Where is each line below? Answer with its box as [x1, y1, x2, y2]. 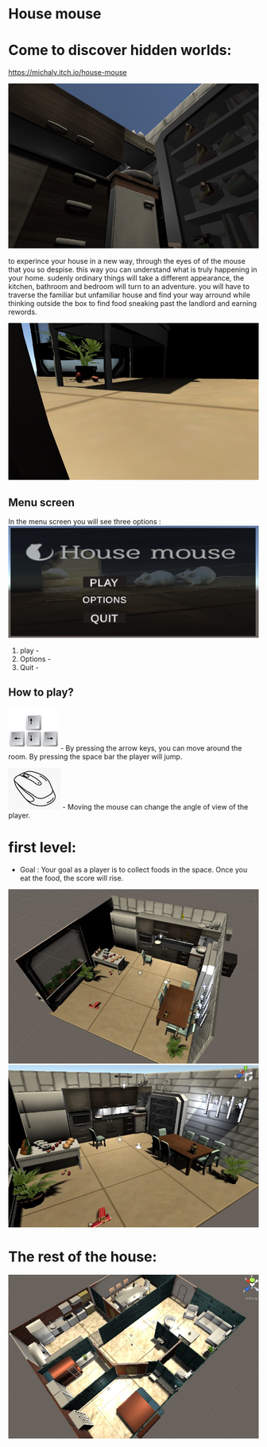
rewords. [8, 307, 37, 316]
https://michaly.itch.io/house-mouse [8, 68, 127, 77]
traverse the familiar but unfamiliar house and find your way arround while [8, 290, 250, 300]
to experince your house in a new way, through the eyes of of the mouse [8, 256, 246, 265]
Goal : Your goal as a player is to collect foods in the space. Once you [19, 865, 248, 874]
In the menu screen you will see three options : [8, 517, 161, 527]
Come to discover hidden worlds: [8, 41, 232, 60]
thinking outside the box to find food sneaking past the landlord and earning [8, 298, 257, 308]
